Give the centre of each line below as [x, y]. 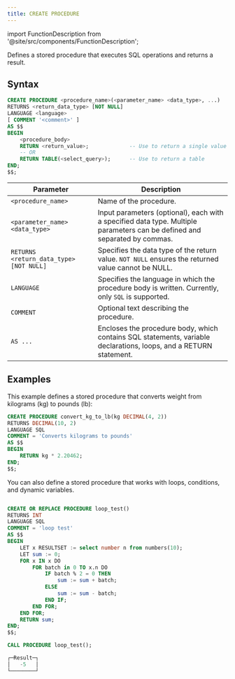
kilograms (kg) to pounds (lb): [50, 403]
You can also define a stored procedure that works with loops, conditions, [114, 482]
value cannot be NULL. [135, 267]
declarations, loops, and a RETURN [155, 346]
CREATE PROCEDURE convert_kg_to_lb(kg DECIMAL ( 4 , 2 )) [87, 417]
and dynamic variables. [41, 490]
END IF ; [56, 600]
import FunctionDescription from [54, 34]
